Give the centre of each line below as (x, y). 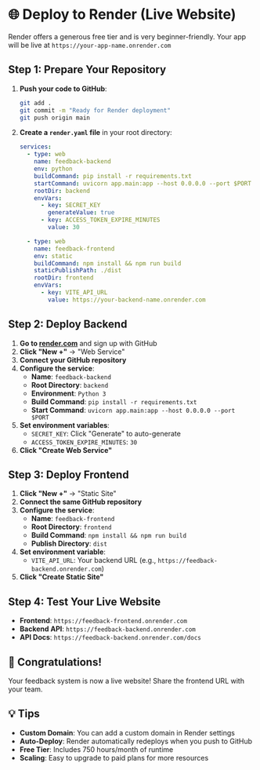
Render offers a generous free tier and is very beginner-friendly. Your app (127, 36)
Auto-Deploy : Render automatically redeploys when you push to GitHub (136, 741)
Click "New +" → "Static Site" (68, 494)
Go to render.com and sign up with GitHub (88, 343)
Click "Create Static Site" (61, 577)
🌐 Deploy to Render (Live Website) (122, 15)
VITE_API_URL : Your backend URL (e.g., (94, 560)
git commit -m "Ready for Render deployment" (95, 110)
